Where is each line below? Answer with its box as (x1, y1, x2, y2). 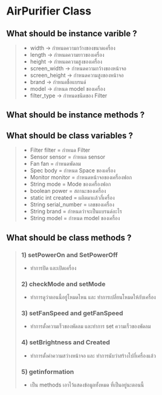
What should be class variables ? (6, 130, 133, 140)
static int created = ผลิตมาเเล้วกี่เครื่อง (30, 194, 115, 201)
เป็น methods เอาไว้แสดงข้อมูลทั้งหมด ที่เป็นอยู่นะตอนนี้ (30, 381, 144, 388)
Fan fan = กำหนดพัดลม (30, 160, 82, 168)
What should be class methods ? (6, 232, 132, 243)
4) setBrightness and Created (21, 338, 110, 347)
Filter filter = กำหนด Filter (30, 146, 91, 154)
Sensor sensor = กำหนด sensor (30, 153, 106, 161)
